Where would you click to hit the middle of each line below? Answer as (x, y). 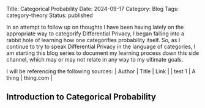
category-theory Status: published (50, 15)
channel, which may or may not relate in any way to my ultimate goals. (95, 59)
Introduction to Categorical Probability (81, 97)
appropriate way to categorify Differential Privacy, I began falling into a (95, 34)
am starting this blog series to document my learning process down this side (103, 53)
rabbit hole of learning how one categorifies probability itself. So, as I (93, 40)
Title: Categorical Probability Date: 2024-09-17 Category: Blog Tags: (93, 9)
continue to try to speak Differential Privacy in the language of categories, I (101, 46)
